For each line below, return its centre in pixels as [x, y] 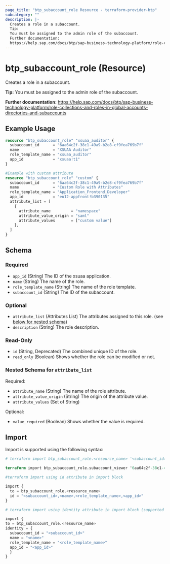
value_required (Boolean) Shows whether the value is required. [79, 421]
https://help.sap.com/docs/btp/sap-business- [105, 102]
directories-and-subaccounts [36, 113]
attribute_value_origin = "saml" [54, 216]
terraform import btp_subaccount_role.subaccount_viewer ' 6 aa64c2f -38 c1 [83, 468]
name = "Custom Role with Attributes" [67, 187]
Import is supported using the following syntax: [54, 450]
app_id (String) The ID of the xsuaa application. [62, 276]
